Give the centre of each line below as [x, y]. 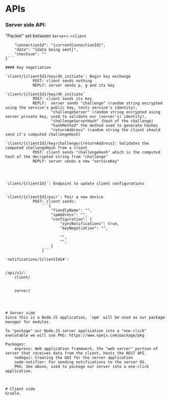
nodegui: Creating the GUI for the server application [74, 358]
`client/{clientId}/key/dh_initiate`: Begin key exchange [68, 77]
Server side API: [26, 25]
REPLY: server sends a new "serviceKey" [76, 161]
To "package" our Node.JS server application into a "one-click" [76, 331]
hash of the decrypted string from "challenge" [57, 157]
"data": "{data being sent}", [47, 50]
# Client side [20, 389]
